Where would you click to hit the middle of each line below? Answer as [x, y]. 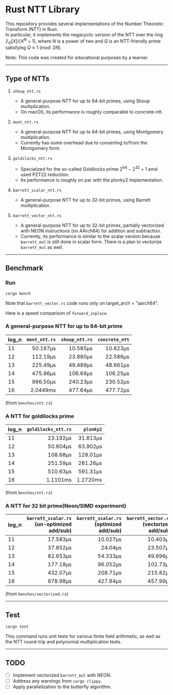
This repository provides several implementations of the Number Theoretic [84, 24]
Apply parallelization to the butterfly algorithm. [62, 687]
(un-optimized [53, 524]
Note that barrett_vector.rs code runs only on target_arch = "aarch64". [82, 303]
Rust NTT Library [42, 10]
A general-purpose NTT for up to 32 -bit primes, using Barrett [85, 200]
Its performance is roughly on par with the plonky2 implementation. [92, 180]
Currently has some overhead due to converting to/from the [84, 143]
